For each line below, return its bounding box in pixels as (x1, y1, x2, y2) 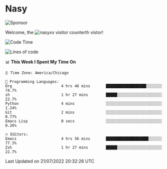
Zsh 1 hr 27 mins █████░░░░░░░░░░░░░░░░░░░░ (5, 145, 162, 150)
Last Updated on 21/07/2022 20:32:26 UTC (5, 158, 95, 164)
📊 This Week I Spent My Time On (5, 59, 76, 65)
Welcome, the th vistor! (5, 29, 103, 35)
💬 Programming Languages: (5, 79, 59, 84)
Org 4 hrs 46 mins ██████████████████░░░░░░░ (5, 83, 162, 88)
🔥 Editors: (5, 131, 28, 137)
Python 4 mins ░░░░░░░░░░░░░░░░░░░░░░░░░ (5, 101, 162, 106)
